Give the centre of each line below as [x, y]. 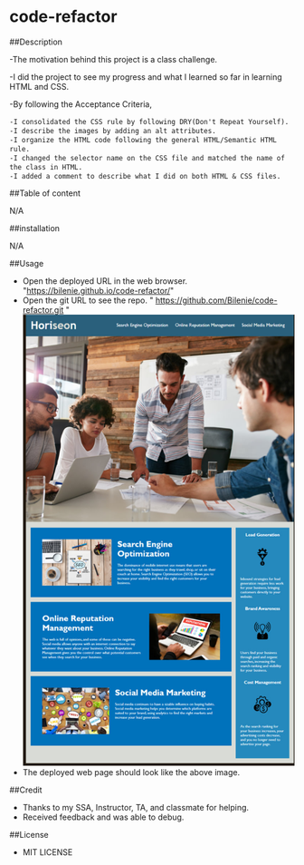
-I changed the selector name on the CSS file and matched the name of [147, 158]
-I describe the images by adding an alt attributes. [113, 131]
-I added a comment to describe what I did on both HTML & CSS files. [145, 176]
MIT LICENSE [47, 852]
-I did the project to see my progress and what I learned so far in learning [146, 77]
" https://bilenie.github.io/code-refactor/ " [98, 290]
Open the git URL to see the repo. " [88, 300]
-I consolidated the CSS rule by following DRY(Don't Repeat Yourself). [149, 121]
